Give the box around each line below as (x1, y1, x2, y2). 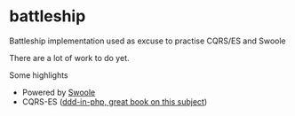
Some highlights (9, 69, 68, 81)
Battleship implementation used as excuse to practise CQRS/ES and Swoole (9, 35, 286, 46)
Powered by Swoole (21, 87, 96, 97)
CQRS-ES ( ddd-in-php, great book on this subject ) (21, 96, 208, 107)
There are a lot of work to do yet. (9, 52, 130, 63)
